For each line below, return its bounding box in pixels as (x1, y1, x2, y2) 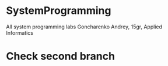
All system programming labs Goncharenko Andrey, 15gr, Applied (6, 23, 162, 30)
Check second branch (6, 50, 116, 63)
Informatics (6, 29, 34, 36)
